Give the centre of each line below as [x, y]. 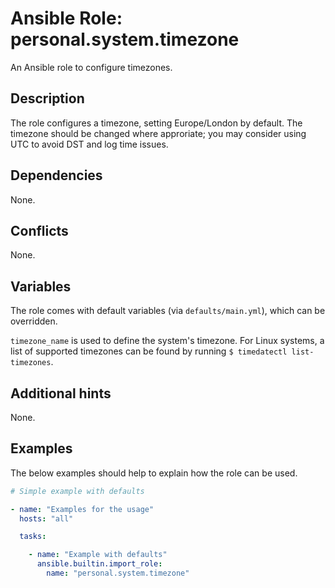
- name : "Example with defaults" [98, 555]
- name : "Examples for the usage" [82, 509]
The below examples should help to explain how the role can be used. [154, 473]
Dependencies [56, 175]
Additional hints [61, 393]
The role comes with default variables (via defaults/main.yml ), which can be [168, 311]
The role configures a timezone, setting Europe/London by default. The [156, 123]
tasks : [33, 537]
